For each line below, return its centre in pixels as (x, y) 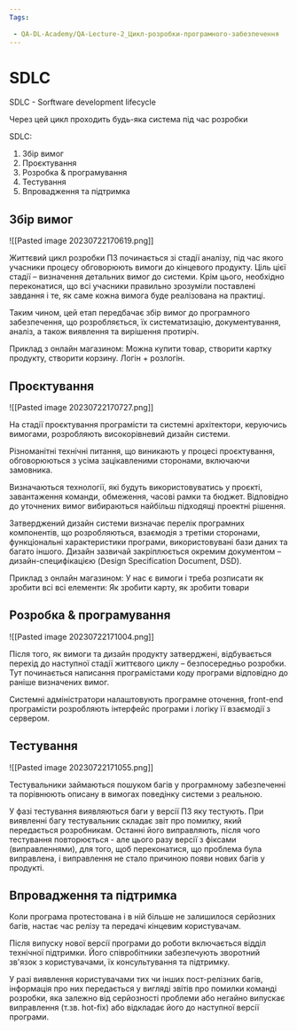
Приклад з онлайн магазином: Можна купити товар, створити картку (141, 349)
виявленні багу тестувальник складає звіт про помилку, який (125, 820)
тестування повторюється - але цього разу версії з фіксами (123, 840)
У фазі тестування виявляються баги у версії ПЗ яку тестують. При (137, 811)
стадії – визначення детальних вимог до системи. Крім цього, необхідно (147, 277)
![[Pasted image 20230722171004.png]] (82, 637)
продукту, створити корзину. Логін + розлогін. (97, 358)
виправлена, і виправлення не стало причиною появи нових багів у (137, 858)
